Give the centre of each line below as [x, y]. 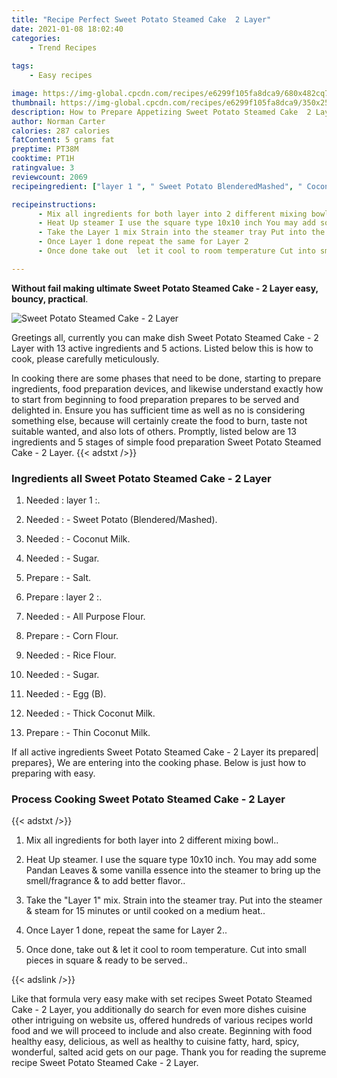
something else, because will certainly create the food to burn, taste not [159, 420]
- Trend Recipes [63, 47]
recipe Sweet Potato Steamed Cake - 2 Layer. [105, 1063]
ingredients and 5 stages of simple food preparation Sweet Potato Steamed [166, 442]
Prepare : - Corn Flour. [72, 636]
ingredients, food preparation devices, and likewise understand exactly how [167, 388]
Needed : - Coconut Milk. [78, 539]
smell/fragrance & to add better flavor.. [105, 881]
